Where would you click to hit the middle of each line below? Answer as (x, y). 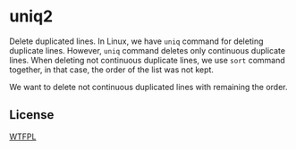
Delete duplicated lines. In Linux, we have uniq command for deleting (136, 41)
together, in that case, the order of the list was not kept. (112, 70)
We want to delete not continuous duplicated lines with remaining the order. (148, 87)
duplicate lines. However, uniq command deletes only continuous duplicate (148, 50)
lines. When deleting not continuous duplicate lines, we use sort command (148, 60)
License (32, 115)
